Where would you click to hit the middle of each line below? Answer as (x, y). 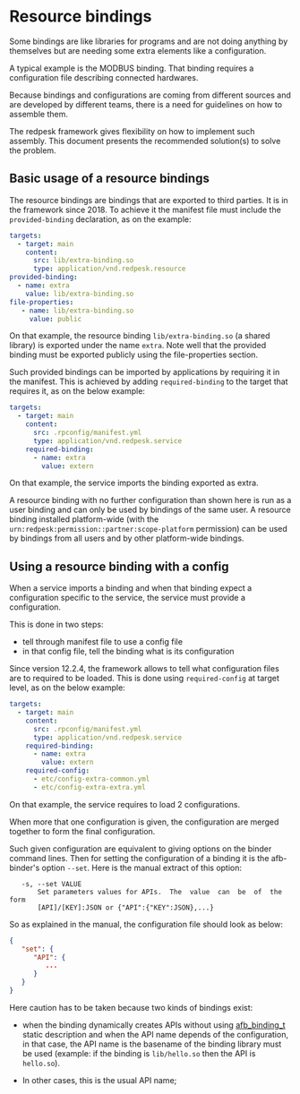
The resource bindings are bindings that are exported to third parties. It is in (149, 200)
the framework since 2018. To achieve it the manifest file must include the (146, 209)
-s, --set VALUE (51, 884)
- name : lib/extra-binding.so (77, 311)
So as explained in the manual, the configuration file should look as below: (146, 924)
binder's (25, 868)
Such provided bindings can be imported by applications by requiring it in (145, 372)
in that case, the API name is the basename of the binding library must (152, 1044)
